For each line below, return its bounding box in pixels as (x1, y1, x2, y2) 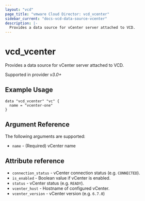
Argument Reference (5, 120, 70, 129)
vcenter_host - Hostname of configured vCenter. (12, 185, 110, 191)
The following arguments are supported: (5, 133, 86, 139)
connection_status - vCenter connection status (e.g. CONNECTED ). (12, 170, 141, 176)
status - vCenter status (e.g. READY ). (12, 180, 84, 186)
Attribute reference (5, 157, 64, 165)
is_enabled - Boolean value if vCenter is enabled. (12, 175, 111, 181)
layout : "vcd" (5, 7, 34, 12)
